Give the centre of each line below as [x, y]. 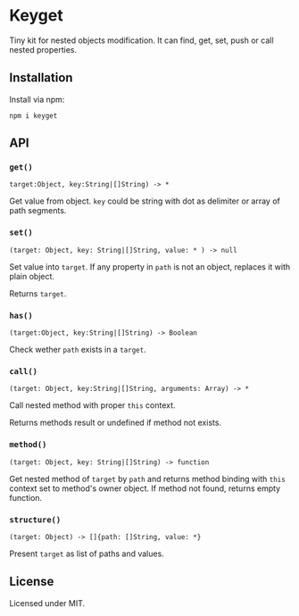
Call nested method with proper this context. [92, 405]
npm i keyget [33, 116]
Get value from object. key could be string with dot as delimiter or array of [145, 201]
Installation [41, 78]
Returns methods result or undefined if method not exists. [115, 423]
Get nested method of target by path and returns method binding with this [147, 479]
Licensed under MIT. [47, 603]
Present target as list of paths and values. [87, 554]
